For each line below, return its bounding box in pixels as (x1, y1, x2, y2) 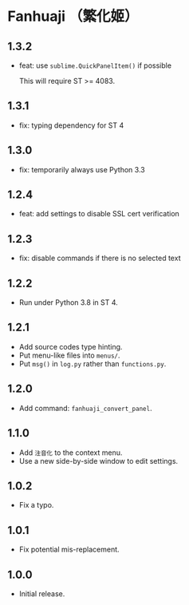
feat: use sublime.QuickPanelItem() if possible (18, 61, 172, 70)
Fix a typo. (18, 500, 54, 510)
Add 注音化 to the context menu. (18, 448, 123, 457)
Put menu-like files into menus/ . (18, 350, 120, 360)
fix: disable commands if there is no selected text (18, 253, 181, 263)
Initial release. (18, 588, 65, 599)
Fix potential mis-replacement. (18, 544, 120, 555)
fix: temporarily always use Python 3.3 (18, 164, 145, 174)
